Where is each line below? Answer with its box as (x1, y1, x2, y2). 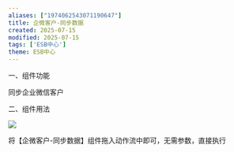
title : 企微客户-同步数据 (8, 19, 85, 27)
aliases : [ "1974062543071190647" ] (8, 11, 123, 20)
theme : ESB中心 (8, 48, 56, 56)
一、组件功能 (8, 71, 50, 80)
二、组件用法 (8, 104, 50, 113)
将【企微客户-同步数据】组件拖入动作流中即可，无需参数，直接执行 (8, 135, 227, 145)
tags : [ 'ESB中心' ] (8, 41, 66, 49)
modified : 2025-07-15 (8, 33, 80, 42)
